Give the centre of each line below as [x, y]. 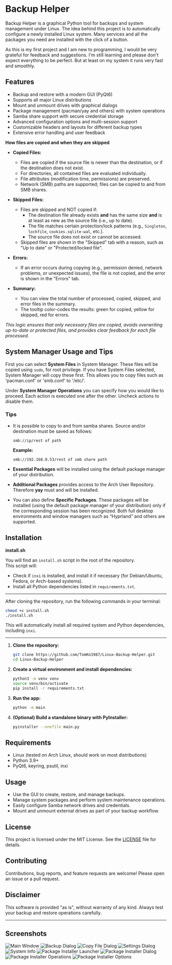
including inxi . [21, 631]
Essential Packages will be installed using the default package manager [89, 469]
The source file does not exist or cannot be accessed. [85, 237]
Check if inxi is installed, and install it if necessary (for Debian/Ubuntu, [88, 575]
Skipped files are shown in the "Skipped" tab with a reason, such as [92, 242]
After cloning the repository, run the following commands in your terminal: [83, 601]
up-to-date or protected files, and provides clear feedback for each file [81, 330]
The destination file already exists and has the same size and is [95, 215]
